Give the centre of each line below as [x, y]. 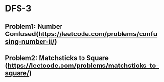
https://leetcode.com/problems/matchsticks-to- [83, 65]
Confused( [22, 34]
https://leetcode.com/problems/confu [98, 34]
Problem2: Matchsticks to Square [57, 58]
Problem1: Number [34, 26]
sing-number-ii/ [30, 41]
